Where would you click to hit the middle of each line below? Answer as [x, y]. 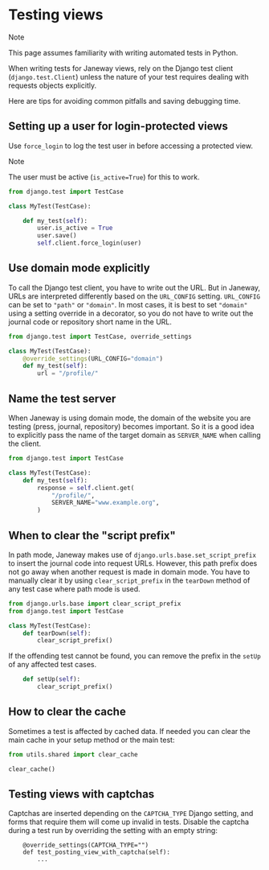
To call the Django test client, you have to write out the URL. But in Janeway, [134, 287]
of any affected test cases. [53, 665]
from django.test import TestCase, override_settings [100, 336]
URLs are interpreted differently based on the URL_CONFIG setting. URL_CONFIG [134, 296]
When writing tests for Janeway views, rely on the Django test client [121, 68]
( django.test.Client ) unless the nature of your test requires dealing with [128, 76]
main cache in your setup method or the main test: [92, 740]
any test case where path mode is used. [74, 588]
